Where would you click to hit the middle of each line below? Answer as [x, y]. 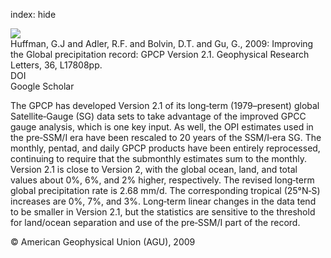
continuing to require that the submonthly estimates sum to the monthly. [158, 158]
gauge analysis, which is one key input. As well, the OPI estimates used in [162, 127]
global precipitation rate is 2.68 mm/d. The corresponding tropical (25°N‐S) [165, 190]
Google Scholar [42, 86]
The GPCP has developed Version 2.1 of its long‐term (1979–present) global [165, 105]
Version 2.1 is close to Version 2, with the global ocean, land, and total [154, 169]
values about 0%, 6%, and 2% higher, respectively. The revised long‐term [162, 180]
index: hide [33, 14]
